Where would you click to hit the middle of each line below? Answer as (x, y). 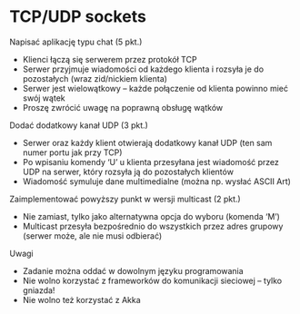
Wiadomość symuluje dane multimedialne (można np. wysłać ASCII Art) (156, 181)
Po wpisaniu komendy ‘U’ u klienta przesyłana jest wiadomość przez (151, 162)
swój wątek (44, 98)
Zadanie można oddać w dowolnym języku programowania (133, 270)
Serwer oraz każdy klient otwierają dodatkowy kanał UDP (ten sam (147, 142)
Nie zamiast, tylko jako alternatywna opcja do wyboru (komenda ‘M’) (151, 216)
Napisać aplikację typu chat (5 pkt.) (76, 42)
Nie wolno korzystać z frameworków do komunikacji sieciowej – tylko (152, 280)
